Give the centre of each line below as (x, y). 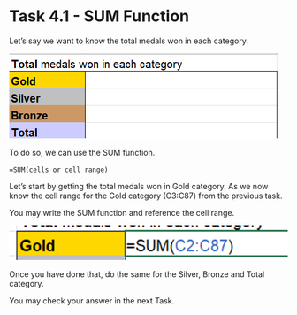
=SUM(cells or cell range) (59, 170)
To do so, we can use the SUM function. (82, 152)
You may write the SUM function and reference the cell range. (122, 212)
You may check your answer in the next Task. (92, 300)
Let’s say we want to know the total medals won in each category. (129, 41)
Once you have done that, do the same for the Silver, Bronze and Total (137, 274)
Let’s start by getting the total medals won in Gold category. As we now (139, 186)
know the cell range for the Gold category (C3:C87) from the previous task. (146, 196)
